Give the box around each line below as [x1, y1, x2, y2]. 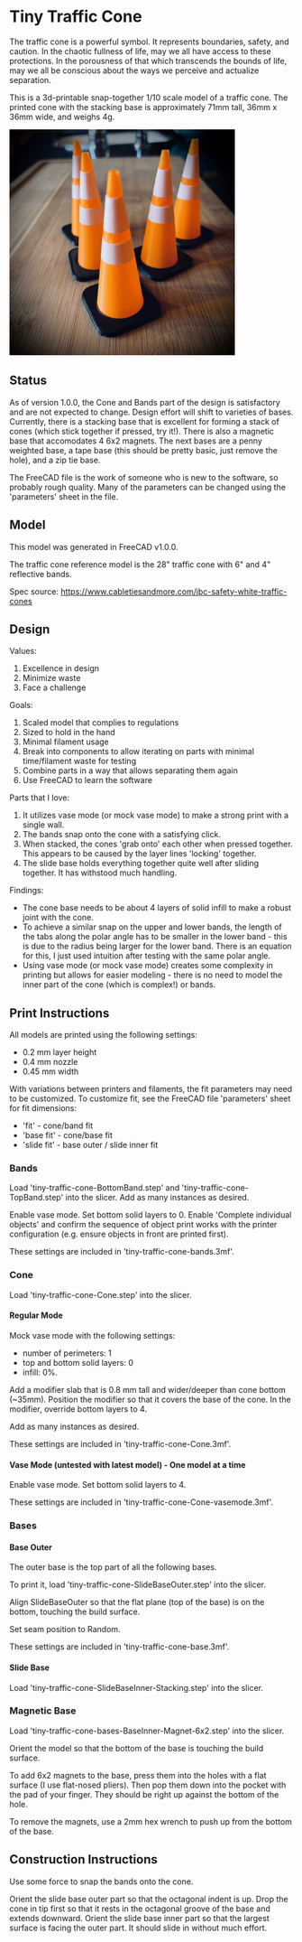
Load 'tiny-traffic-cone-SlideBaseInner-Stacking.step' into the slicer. [9, 1682, 264, 1693]
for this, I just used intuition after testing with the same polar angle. [22, 950, 270, 961]
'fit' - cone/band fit [22, 1120, 94, 1131]
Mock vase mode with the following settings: [9, 1330, 176, 1340]
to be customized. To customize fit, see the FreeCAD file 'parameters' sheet [9, 1093, 291, 1104]
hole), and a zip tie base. [9, 454, 101, 465]
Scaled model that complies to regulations [22, 717, 179, 728]
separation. [9, 74, 51, 85]
